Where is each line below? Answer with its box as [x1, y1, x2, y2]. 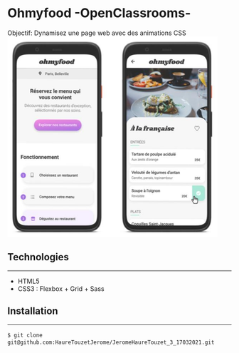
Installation [7, 305, 58, 317]
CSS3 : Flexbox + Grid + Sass [17, 284, 105, 293]
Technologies [7, 251, 70, 263]
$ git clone [7, 332, 43, 339]
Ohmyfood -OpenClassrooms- [7, 5, 191, 21]
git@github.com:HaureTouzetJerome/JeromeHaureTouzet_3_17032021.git [7, 339, 215, 346]
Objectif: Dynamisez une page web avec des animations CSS [7, 29, 186, 37]
